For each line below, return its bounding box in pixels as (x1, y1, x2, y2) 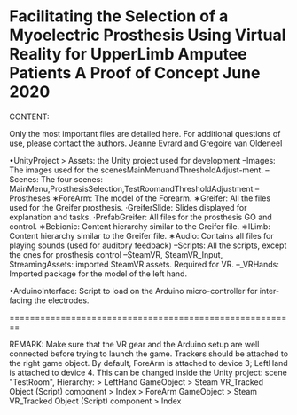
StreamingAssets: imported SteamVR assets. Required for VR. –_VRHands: (9, 259, 279, 269)
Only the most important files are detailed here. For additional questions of (9, 128, 281, 139)
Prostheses (9, 193, 51, 204)
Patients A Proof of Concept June (9, 63, 261, 84)
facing (9, 295, 33, 306)
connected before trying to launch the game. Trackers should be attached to (9, 348, 289, 359)
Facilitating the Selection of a (9, 6, 229, 27)
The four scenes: (40, 173, 104, 184)
